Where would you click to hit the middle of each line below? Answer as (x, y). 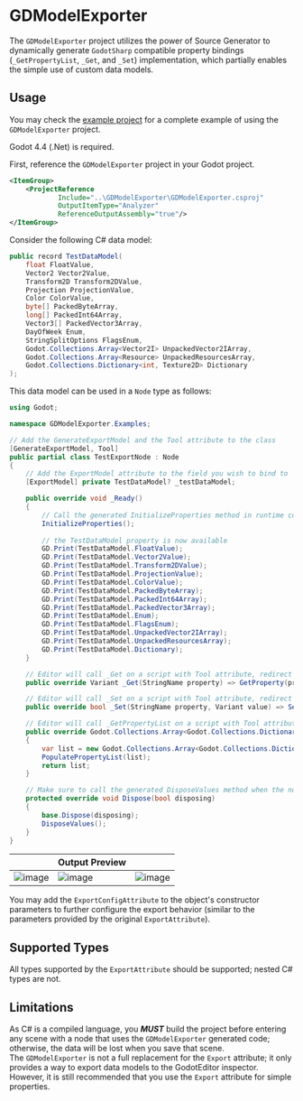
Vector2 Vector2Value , (68, 273)
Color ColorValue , (60, 299)
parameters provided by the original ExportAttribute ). (110, 919)
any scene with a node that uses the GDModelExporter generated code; (140, 1038)
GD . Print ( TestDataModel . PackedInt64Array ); (124, 599)
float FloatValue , (60, 264)
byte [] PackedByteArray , (72, 307)
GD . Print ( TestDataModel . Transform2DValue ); (124, 566)
